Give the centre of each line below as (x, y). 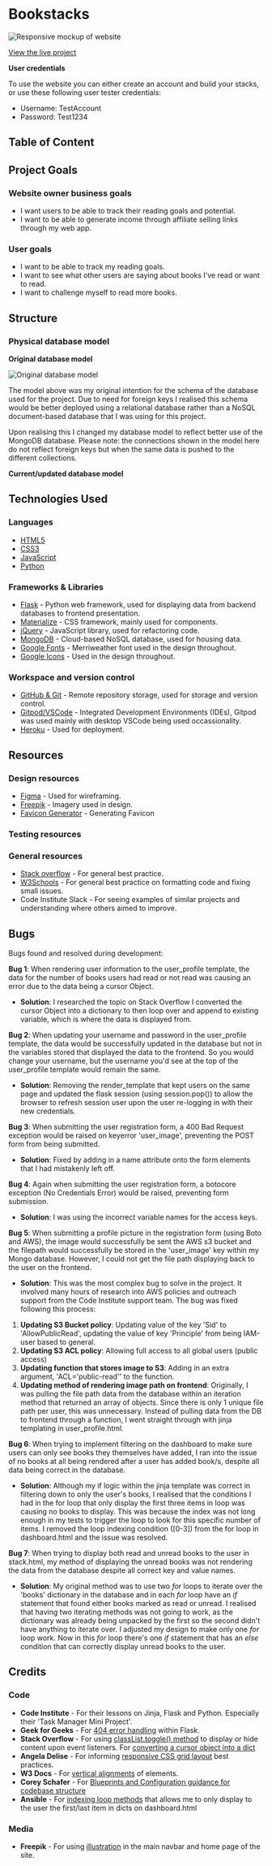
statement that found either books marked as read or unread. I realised (138, 1603)
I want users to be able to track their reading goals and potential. (128, 211)
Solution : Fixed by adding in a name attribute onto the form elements (135, 1160)
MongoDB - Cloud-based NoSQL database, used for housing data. (131, 639)
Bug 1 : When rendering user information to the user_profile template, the (129, 969)
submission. (28, 1201)
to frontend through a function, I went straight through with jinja (126, 1419)
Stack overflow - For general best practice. (92, 874)
